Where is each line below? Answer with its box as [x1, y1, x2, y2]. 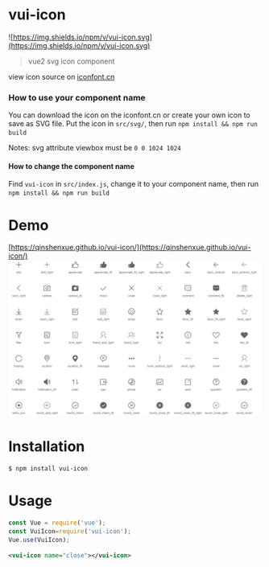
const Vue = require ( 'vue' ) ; [8, 519, 106, 528]
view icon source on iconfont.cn [8, 72, 115, 81]
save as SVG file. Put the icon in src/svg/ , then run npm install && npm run [8, 119, 258, 129]
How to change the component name [8, 161, 134, 171]
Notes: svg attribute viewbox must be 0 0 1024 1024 [8, 143, 181, 153]
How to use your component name [8, 92, 147, 103]
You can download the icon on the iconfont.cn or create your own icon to [8, 110, 251, 120]
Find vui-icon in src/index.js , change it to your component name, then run [8, 179, 259, 189]
